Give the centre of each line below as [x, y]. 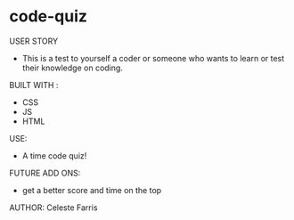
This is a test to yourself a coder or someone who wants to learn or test [153, 58]
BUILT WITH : [34, 85]
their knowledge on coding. [72, 68]
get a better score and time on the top [92, 190]
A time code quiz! [54, 155]
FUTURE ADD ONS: [45, 173]
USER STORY [34, 41]
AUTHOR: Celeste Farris [53, 208]
